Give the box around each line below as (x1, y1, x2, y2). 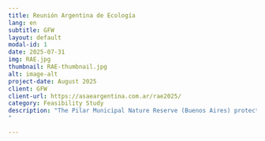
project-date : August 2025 (8, 77, 97, 85)
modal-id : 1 (8, 41, 47, 49)
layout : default (8, 33, 62, 42)
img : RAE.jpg (8, 56, 51, 64)
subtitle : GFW (8, 26, 55, 34)
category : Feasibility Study (8, 99, 104, 107)
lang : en (8, 19, 37, 27)
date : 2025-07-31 (8, 48, 65, 56)
